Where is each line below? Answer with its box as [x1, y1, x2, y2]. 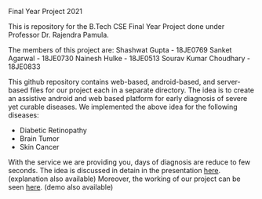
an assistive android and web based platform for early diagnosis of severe [8, 94, 248, 103]
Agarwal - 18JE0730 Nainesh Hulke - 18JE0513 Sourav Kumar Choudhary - [8, 54, 251, 63]
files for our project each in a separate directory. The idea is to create [30, 85, 255, 95]
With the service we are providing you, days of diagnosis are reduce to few [8, 157, 251, 167]
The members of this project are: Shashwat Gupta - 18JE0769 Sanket [8, 45, 232, 54]
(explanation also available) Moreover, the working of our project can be [8, 174, 241, 183]
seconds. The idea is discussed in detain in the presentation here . [8, 166, 221, 175]
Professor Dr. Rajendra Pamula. [8, 31, 110, 39]
